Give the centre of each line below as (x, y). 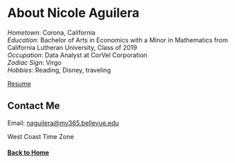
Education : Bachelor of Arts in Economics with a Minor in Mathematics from (118, 40)
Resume (19, 83)
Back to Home (28, 152)
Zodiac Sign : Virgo (35, 62)
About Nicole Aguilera (74, 13)
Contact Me (34, 106)
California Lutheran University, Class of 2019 (72, 47)
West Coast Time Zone (41, 136)
